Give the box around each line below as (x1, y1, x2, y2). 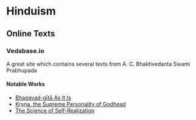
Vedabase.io (6, 47, 44, 55)
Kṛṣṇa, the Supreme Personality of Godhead (15, 101, 126, 108)
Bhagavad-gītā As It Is (15, 94, 71, 101)
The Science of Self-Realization (15, 107, 95, 115)
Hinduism (6, 4, 56, 18)
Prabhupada (6, 67, 38, 74)
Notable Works (6, 81, 46, 88)
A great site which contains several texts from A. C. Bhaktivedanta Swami (6, 60, 191, 67)
